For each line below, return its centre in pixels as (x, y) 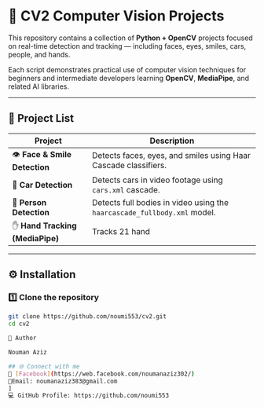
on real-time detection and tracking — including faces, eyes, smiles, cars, (127, 46)
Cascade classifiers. (129, 166)
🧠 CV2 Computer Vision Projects (116, 16)
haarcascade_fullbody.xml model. (154, 212)
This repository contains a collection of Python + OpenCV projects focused (130, 38)
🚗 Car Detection (42, 185)
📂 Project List (41, 118)
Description (172, 141)
